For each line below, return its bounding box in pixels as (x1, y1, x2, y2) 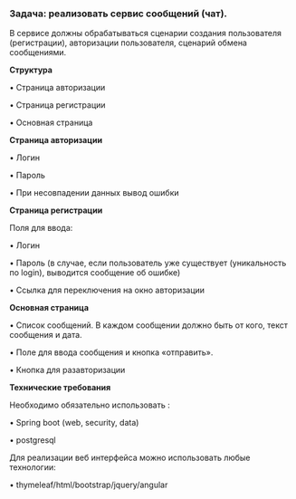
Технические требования (9, 382, 111, 393)
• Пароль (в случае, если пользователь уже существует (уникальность (9, 257, 287, 269)
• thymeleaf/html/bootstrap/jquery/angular (9, 479, 168, 491)
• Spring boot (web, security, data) (9, 417, 139, 428)
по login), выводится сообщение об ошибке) (9, 267, 181, 278)
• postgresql (9, 435, 56, 446)
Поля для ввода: (9, 223, 73, 234)
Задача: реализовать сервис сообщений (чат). (9, 7, 228, 20)
